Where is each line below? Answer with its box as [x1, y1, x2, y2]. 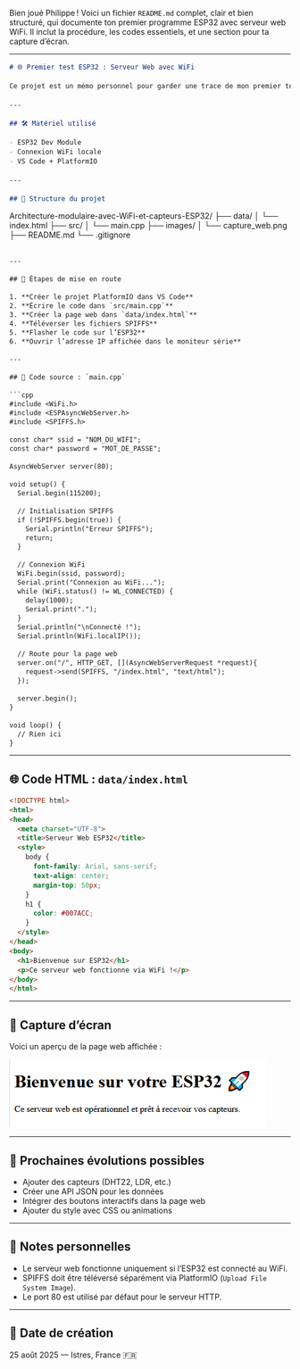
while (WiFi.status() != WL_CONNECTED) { [17, 587, 174, 596]
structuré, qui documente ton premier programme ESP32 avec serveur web [9, 17, 287, 28]
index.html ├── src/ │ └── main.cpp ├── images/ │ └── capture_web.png [9, 220, 287, 231]
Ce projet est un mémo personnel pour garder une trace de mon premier [9, 81, 281, 90]
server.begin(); [17, 694, 78, 703]
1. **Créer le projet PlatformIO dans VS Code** [9, 293, 194, 302]
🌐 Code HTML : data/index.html [9, 771, 189, 786]
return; [25, 534, 54, 543]
